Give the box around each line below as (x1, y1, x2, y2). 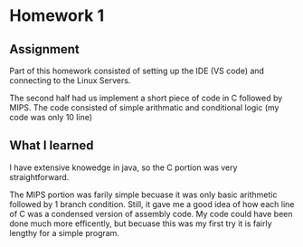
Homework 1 (9, 5, 105, 26)
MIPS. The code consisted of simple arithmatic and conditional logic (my (9, 102, 279, 113)
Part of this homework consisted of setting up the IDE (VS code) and (9, 65, 265, 76)
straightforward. (9, 171, 70, 182)
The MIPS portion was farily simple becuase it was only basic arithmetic (9, 189, 278, 200)
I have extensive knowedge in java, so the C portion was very (9, 162, 238, 173)
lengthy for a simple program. (9, 227, 120, 238)
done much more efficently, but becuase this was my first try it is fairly (9, 218, 273, 229)
